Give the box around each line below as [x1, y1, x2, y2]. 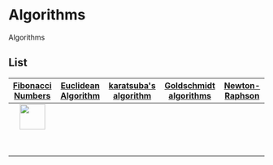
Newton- [223, 79, 261, 91]
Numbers [13, 90, 51, 101]
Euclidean [60, 79, 100, 91]
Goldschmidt [164, 79, 215, 91]
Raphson [224, 90, 260, 101]
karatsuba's [108, 79, 156, 91]
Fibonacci [12, 79, 52, 91]
